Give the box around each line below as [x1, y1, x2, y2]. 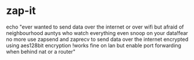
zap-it [6, 4, 36, 17]
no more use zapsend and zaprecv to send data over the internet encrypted [6, 36, 189, 43]
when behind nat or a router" [6, 48, 76, 55]
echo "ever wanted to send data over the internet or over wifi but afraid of [6, 23, 184, 30]
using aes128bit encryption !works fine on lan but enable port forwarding [6, 42, 182, 49]
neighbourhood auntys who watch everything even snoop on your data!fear [6, 29, 188, 36]
